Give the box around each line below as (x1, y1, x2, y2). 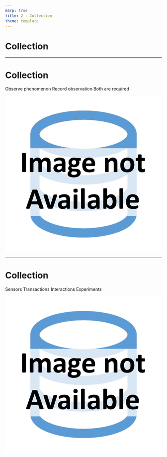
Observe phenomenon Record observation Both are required (5, 86, 129, 92)
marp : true (5, 8, 28, 13)
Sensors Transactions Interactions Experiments (5, 286, 102, 292)
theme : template (5, 18, 39, 23)
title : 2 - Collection (5, 13, 52, 18)
